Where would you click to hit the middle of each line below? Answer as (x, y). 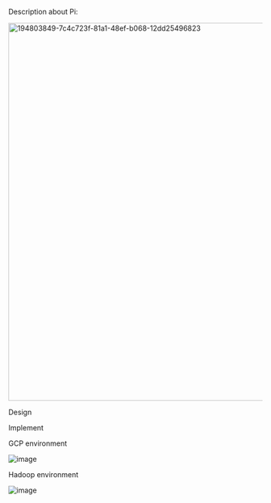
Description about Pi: (43, 12)
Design (20, 412)
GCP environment (38, 443)
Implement (26, 428)
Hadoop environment (44, 474)
